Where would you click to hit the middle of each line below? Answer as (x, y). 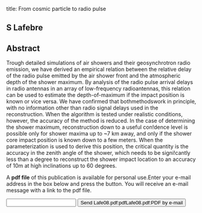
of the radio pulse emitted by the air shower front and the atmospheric (93, 76)
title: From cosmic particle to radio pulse (56, 9)
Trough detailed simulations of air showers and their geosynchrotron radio (99, 63)
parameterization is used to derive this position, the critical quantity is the (97, 146)
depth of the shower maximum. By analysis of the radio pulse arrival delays (100, 82)
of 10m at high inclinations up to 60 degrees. (62, 166)
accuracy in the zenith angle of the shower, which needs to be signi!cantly (99, 153)
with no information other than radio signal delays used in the (82, 108)
